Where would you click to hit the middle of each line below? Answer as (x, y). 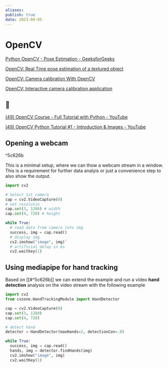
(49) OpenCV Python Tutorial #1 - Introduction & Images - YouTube (76, 127)
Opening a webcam (37, 143)
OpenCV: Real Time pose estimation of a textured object (64, 69)
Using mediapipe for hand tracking (62, 267)
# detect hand (20, 327)
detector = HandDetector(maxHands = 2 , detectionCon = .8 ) (65, 332)
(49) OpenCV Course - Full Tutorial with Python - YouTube (67, 117)
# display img (25, 237)
